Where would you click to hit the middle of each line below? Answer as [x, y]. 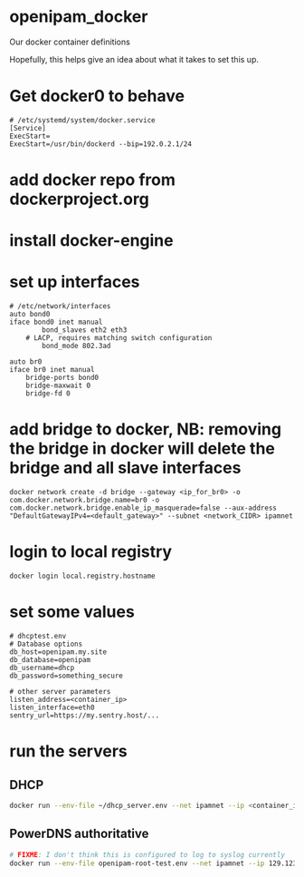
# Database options [46, 644]
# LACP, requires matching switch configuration [119, 338]
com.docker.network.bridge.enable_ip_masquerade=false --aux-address [143, 508]
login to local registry [91, 552]
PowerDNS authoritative [79, 834]
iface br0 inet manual [52, 370]
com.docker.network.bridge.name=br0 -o [85, 501]
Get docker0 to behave [97, 96]
